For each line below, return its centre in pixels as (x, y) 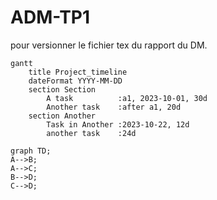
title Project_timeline (78, 72)
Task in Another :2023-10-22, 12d (118, 124)
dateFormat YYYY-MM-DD (75, 81)
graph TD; (31, 151)
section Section (62, 89)
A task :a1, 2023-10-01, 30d (127, 98)
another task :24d (91, 133)
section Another (62, 116)
